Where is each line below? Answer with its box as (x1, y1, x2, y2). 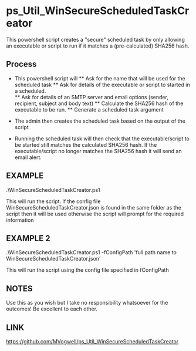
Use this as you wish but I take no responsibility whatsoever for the (6, 299, 168, 306)
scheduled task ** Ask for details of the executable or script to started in (14, 81, 190, 88)
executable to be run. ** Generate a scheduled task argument (14, 106, 164, 113)
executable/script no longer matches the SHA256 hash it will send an (14, 147, 182, 154)
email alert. (14, 154, 42, 161)
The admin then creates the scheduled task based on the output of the (14, 117, 186, 124)
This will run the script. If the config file (6, 198, 101, 205)
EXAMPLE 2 (6, 233, 50, 243)
